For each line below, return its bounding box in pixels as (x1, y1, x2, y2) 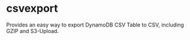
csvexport (6, 2, 58, 15)
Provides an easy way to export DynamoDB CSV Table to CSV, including (6, 21, 185, 28)
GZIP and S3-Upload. (6, 27, 59, 34)
